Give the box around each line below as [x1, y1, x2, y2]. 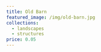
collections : [6, 20, 39, 26]
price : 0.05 [6, 36, 36, 42]
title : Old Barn [6, 8, 47, 15]
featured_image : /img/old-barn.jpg [6, 14, 96, 20]
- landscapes [11, 25, 44, 32]
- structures [11, 31, 44, 37]
